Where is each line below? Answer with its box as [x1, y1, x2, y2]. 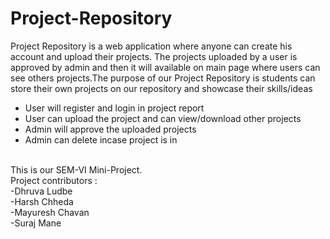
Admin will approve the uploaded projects [24, 123, 197, 135]
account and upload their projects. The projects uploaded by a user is [10, 50, 298, 62]
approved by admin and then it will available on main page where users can [10, 61, 321, 73]
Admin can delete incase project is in [24, 133, 178, 146]
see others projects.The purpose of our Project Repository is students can [10, 72, 316, 84]
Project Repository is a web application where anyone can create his [10, 40, 293, 52]
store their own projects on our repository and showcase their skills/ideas [10, 82, 313, 94]
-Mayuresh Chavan [10, 206, 90, 218]
